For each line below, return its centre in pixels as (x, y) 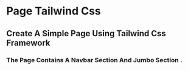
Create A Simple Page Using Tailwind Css (86, 33)
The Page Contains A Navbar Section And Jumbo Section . (94, 60)
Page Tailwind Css (54, 11)
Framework (28, 43)
